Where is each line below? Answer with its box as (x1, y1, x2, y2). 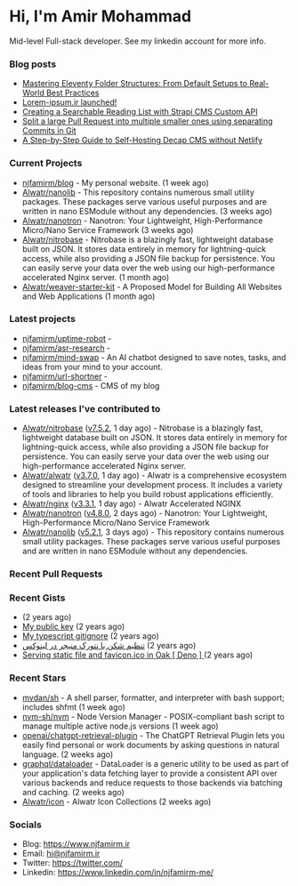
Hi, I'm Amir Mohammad (9, 6, 192, 27)
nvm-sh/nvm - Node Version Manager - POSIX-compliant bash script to (21, 711, 285, 721)
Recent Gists (9, 592, 66, 604)
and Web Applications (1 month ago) (21, 291, 156, 302)
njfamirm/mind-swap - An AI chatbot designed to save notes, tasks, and (21, 351, 286, 362)
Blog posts (9, 58, 57, 70)
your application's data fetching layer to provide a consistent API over (21, 768, 278, 778)
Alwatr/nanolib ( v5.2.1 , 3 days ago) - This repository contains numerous (21, 527, 285, 537)
